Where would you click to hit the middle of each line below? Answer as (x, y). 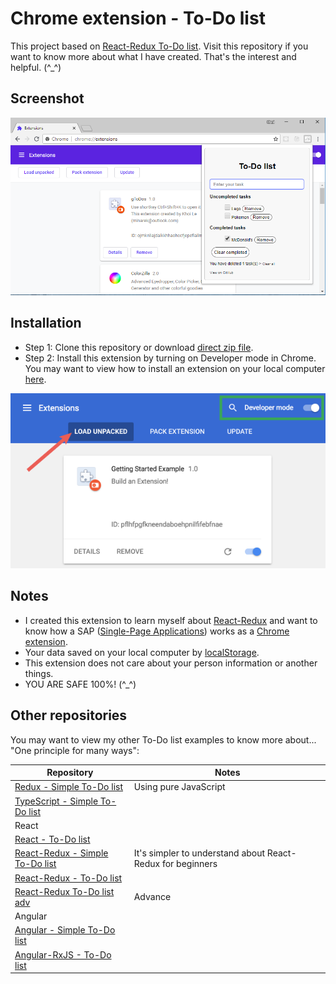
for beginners (189, 864)
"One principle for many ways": (75, 750)
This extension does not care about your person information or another (171, 663)
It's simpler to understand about (199, 853)
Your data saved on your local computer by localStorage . (142, 652)
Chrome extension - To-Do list (138, 18)
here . (35, 379)
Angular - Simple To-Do (65, 930)
